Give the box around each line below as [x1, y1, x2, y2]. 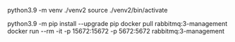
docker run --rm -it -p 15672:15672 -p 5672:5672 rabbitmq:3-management [7, 27, 224, 35]
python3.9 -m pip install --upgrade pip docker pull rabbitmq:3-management [7, 20, 228, 27]
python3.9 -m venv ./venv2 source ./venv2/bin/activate [7, 6, 168, 14]
